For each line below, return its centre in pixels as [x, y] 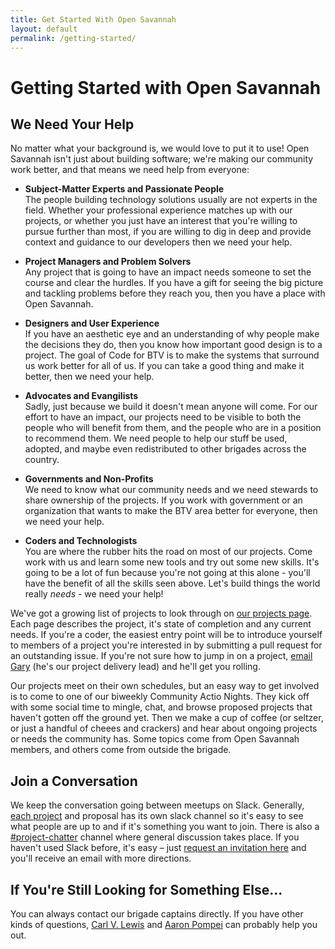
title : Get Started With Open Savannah [93, 19]
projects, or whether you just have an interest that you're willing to [161, 221]
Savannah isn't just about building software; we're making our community [162, 159]
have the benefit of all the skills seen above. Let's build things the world [172, 583]
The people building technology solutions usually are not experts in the [171, 200]
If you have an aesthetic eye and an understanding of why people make [172, 334]
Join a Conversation [74, 781]
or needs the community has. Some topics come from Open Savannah [155, 739]
